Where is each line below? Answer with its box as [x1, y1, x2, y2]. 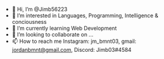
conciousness [11, 18, 47, 25]
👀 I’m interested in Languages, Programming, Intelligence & [11, 12, 159, 19]
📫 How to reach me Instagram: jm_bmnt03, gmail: [11, 38, 137, 45]
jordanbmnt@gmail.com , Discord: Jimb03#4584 [11, 46, 132, 53]
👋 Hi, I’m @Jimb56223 [11, 6, 68, 13]
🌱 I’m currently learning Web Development [11, 24, 117, 32]
